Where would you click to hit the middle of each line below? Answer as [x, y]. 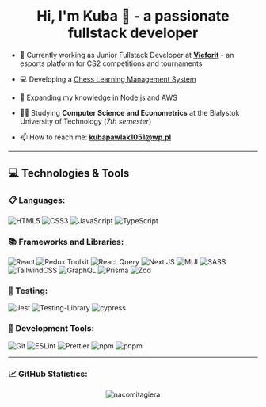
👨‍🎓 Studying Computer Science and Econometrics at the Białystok [129, 112]
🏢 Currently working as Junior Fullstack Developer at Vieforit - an [127, 55]
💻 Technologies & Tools [69, 173]
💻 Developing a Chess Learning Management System [108, 79]
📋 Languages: [37, 200]
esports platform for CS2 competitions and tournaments [111, 63]
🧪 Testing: [28, 291]
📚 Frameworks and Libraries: [66, 242]
